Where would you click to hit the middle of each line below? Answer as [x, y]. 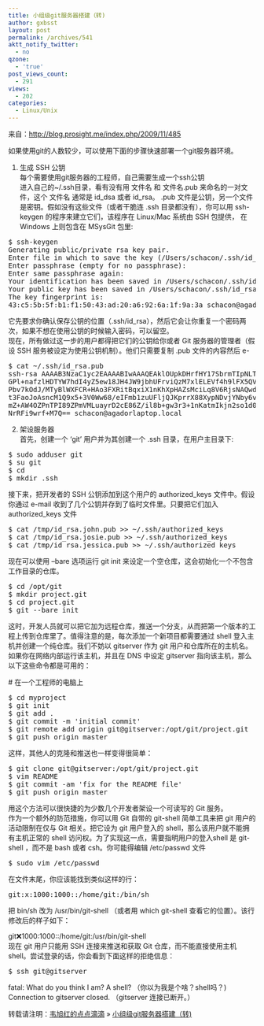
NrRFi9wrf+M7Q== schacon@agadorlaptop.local [95, 413]
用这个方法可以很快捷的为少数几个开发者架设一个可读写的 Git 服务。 [118, 808]
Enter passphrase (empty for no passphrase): [97, 266]
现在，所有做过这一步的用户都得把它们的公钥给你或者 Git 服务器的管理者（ [128, 341]
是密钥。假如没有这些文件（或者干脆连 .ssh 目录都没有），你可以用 [126, 207]
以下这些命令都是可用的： [49, 665]
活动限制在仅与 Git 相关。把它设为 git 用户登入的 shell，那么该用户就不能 [126, 828]
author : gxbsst [33, 23]
